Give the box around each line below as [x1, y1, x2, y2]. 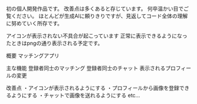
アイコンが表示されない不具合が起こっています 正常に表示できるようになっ [6, 32, 188, 39]
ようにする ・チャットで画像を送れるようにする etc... [11, 92, 140, 99]
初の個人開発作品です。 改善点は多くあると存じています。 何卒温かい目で [6, 5, 184, 12]
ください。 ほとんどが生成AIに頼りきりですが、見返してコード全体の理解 [11, 12, 188, 19]
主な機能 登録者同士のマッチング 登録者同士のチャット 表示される [6, 65, 166, 72]
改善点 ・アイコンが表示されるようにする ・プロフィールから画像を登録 [6, 85, 180, 91]
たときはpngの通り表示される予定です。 [6, 40, 103, 46]
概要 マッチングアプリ [6, 52, 60, 59]
